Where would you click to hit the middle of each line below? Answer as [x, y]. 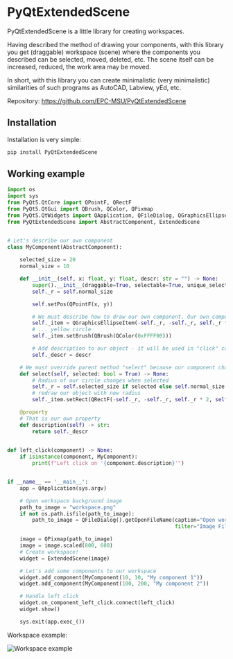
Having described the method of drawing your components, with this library [115, 44]
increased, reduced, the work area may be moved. [79, 67]
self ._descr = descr [62, 355]
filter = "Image [195, 527]
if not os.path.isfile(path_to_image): [77, 513]
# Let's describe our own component [60, 240]
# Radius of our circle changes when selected [101, 380]
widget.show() [40, 609]
